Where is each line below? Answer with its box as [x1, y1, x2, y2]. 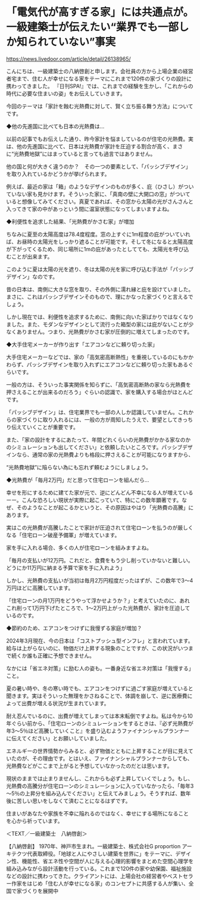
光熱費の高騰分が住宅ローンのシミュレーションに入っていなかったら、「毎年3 [6, 782, 194, 789]
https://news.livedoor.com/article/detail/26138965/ [6, 55, 131, 63]
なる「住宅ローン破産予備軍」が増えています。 [6, 531, 120, 538]
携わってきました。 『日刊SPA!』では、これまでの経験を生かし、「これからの [6, 82, 193, 89]
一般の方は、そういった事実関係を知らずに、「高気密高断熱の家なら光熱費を [6, 381, 192, 388]
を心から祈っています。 [6, 817, 63, 824]
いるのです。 [6, 612, 37, 619]
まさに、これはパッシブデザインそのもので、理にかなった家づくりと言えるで [6, 293, 193, 300]
